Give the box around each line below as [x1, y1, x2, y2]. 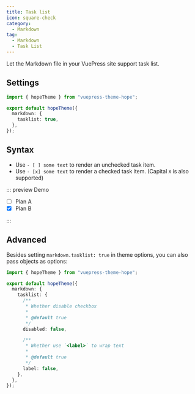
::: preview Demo [6, 186, 50, 193]
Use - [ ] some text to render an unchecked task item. [15, 161, 156, 169]
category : [6, 20, 32, 26]
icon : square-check [6, 15, 56, 21]
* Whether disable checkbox [25, 303, 97, 309]
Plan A [15, 197, 32, 205]
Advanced [6, 235, 47, 245]
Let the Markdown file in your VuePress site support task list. [6, 59, 160, 67]
